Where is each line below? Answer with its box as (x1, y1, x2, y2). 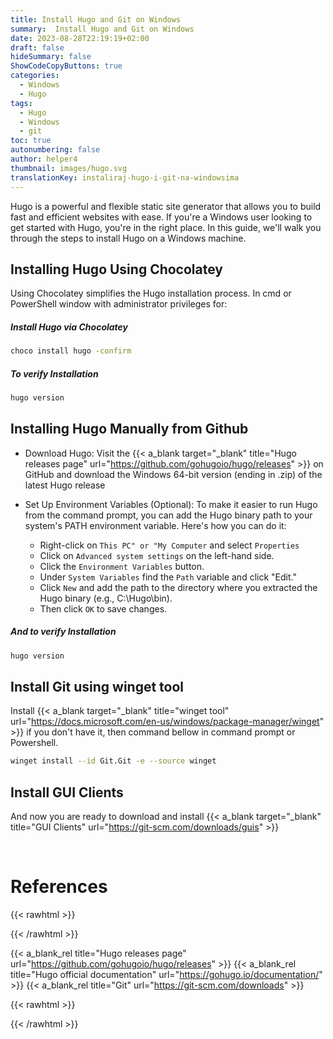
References (10, 876, 108, 898)
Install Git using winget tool (10, 679, 185, 696)
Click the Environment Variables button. (39, 560, 205, 572)
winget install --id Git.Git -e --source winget (10, 756, 217, 766)
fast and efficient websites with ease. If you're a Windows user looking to (10, 211, 313, 223)
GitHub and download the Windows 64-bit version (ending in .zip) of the (24, 468, 323, 480)
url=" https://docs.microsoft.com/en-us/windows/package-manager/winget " (10, 716, 325, 728)
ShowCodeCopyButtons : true (10, 61, 123, 71)
